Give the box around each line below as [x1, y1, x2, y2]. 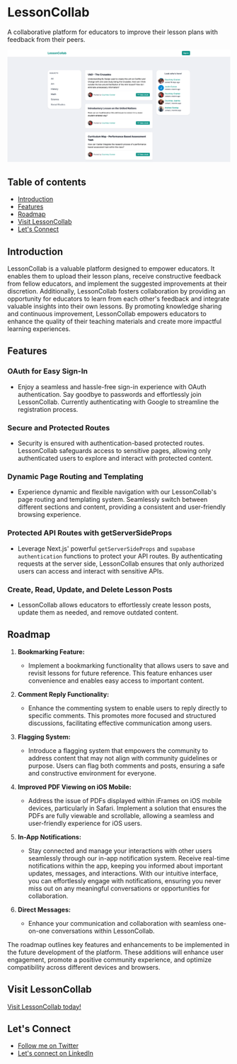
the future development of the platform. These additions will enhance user [7, 948, 224, 956]
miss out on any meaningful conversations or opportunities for [28, 884, 210, 892]
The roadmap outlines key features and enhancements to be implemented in [7, 940, 230, 948]
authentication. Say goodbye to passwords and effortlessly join [17, 390, 202, 398]
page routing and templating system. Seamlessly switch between [17, 495, 208, 504]
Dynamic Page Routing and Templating [7, 471, 144, 481]
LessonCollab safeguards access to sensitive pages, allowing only [17, 447, 211, 454]
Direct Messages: [17, 905, 71, 914]
